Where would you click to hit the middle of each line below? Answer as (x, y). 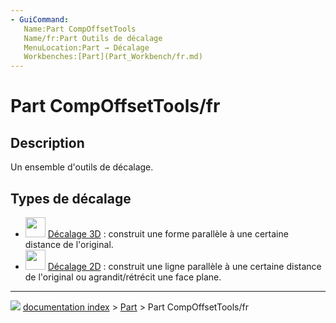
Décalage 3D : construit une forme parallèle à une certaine (168, 233)
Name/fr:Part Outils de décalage (93, 38)
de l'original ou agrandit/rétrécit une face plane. (123, 277)
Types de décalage (71, 198)
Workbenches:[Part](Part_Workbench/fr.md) (113, 57)
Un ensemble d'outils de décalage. (82, 167)
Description (47, 142)
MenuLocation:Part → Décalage (86, 47)
